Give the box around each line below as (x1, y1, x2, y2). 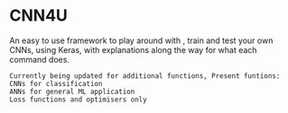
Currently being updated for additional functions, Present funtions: (9, 71, 281, 81)
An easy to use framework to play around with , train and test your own (9, 35, 274, 46)
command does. (9, 54, 70, 65)
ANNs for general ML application (9, 87, 135, 96)
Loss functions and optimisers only (9, 95, 147, 104)
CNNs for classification (9, 79, 103, 88)
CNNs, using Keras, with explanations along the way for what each (9, 44, 257, 55)
